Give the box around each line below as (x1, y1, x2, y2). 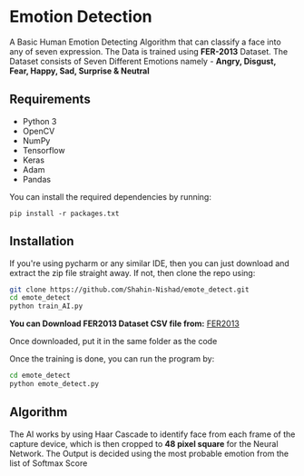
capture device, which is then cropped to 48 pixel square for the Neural (9, 438, 279, 449)
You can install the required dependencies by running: (9, 191, 211, 202)
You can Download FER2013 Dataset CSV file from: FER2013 (9, 318, 240, 329)
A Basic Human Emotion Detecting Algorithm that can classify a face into (9, 36, 281, 47)
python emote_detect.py (9, 380, 100, 389)
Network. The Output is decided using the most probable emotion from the (9, 448, 289, 459)
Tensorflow (22, 144, 65, 155)
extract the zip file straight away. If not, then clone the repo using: (9, 267, 256, 278)
